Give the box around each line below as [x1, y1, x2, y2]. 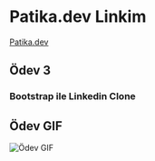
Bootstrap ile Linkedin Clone [9, 90, 136, 103]
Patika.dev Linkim [9, 6, 147, 27]
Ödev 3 [9, 63, 52, 78]
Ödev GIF [9, 118, 63, 134]
